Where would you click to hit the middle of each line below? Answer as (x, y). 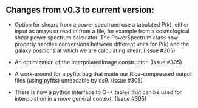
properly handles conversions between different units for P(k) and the (102, 44)
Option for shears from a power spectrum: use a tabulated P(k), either (102, 24)
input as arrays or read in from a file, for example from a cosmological (102, 31)
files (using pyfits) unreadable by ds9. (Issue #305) (79, 80)
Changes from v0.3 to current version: (80, 10)
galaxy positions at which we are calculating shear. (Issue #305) (95, 50)
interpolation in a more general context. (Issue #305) (80, 98)
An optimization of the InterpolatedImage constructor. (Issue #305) (98, 62)
